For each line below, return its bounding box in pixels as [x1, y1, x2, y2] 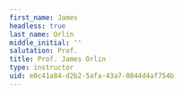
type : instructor [9, 64, 74, 73]
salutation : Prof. [9, 47, 78, 56]
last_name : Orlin [9, 30, 74, 38]
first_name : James [9, 13, 78, 22]
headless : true [9, 21, 66, 30]
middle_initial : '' [9, 38, 83, 47]
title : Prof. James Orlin [9, 55, 106, 64]
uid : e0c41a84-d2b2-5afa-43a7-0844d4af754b [9, 72, 175, 81]
